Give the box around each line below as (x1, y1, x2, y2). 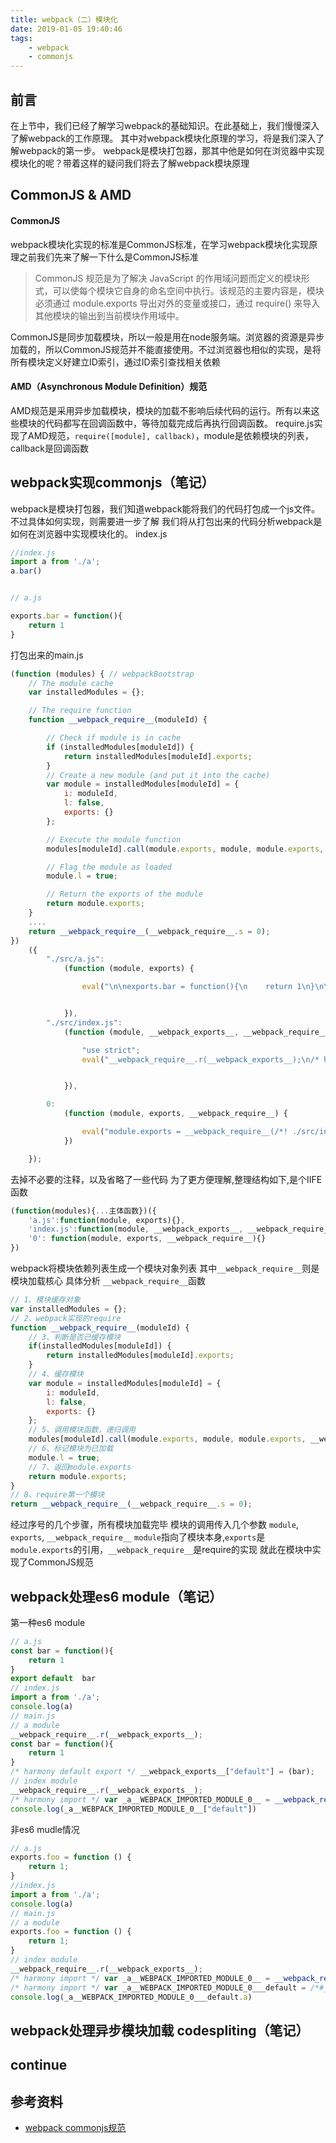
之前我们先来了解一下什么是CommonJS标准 (18, 251, 199, 263)
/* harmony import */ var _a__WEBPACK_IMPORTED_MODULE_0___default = (10, 1982, 307, 1993)
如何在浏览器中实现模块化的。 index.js (10, 527, 168, 540)
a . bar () (10, 566, 43, 576)
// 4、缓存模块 (28, 1369, 84, 1380)
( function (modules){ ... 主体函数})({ (10, 1206, 157, 1216)
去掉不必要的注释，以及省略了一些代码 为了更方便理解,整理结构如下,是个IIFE (10, 1173, 323, 1185)
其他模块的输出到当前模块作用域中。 (34, 309, 185, 321)
